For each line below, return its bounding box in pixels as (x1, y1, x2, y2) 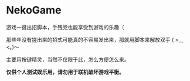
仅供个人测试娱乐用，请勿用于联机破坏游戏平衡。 (6, 68, 124, 75)
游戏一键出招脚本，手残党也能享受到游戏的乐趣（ (6, 23, 124, 31)
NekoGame (6, 4, 62, 17)
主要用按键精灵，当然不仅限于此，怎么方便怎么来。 (6, 56, 130, 63)
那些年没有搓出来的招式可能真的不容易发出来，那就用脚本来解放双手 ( (6, 36, 174, 43)
